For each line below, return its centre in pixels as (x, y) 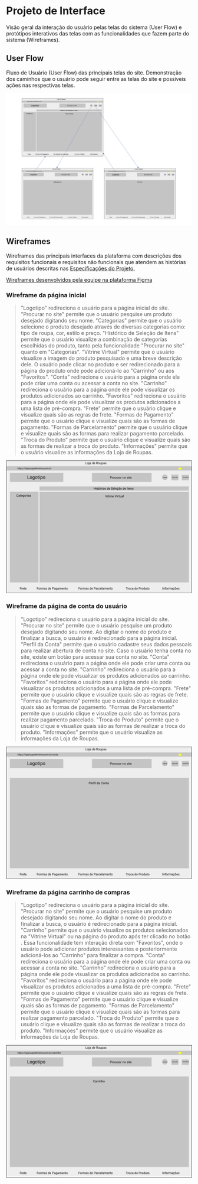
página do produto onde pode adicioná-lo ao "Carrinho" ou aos (98, 371)
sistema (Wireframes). (33, 40)
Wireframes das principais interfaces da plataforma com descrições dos (94, 256)
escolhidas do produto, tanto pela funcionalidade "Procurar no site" (102, 346)
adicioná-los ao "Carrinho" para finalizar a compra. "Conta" (93, 955)
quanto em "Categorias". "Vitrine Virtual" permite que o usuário (98, 352)
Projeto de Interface (56, 11)
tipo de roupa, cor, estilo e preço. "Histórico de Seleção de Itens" (100, 333)
